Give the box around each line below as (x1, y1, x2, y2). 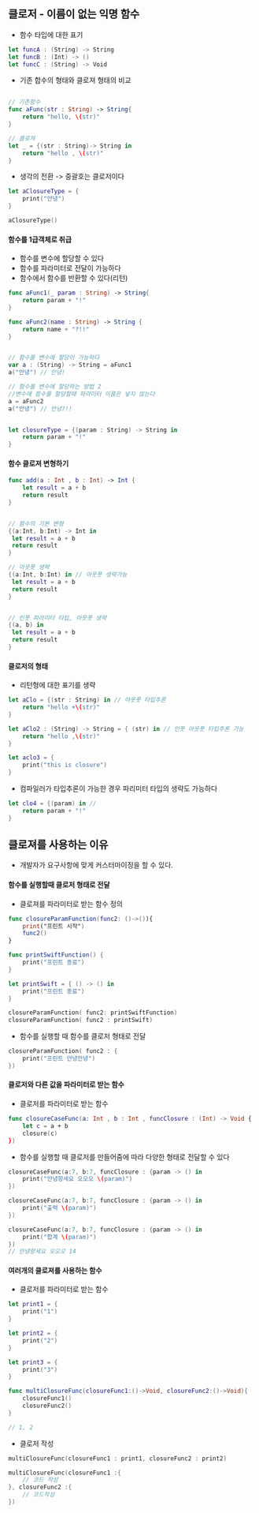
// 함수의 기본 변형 (8, 519, 65, 527)
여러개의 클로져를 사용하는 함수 (8, 1265, 102, 1275)
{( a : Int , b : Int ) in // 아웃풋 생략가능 (8, 571, 128, 579)
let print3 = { (8, 1358, 58, 1366)
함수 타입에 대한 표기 (19, 30, 83, 39)
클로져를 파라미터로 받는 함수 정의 (19, 899, 124, 908)
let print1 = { (8, 1301, 58, 1309)
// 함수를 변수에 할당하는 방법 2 (8, 383, 102, 391)
